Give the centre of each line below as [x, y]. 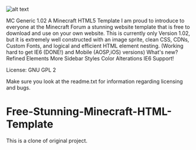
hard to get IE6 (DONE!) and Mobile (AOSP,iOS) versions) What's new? [92, 52]
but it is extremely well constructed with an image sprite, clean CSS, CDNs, [98, 39]
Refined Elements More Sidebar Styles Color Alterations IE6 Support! [90, 58]
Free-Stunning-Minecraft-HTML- [89, 112]
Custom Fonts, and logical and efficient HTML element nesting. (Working [95, 46]
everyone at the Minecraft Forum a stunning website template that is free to [98, 27]
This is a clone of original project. [47, 141]
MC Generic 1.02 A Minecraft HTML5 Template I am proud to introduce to [95, 20]
